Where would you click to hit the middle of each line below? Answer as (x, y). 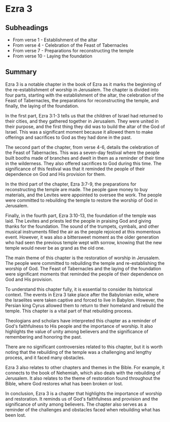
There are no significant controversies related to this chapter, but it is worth (84, 347)
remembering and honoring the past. (44, 337)
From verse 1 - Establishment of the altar (55, 40)
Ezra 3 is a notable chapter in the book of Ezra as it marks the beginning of (83, 84)
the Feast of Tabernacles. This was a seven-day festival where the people (82, 153)
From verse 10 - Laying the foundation (53, 56)
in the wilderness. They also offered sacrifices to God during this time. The (83, 163)
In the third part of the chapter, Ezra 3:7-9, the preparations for (71, 184)
